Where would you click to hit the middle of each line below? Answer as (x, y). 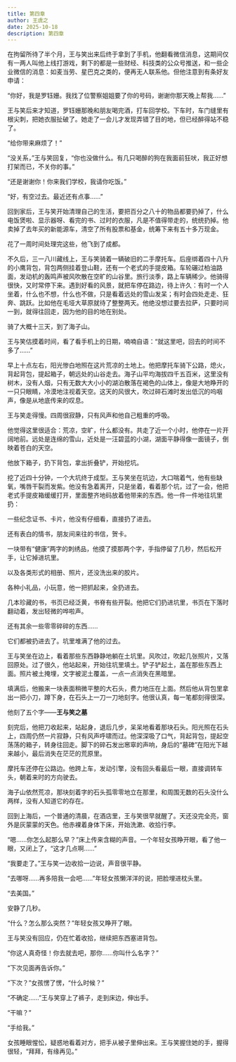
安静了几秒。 (26, 908)
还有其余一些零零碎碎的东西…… (53, 626)
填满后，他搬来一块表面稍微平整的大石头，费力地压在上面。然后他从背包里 (115, 689)
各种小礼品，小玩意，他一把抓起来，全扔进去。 (75, 588)
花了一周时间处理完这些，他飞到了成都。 (66, 244)
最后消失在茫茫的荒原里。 (68, 753)
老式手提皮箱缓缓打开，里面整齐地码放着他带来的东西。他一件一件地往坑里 (115, 496)
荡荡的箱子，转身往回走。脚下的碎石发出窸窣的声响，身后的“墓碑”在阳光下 (115, 745)
